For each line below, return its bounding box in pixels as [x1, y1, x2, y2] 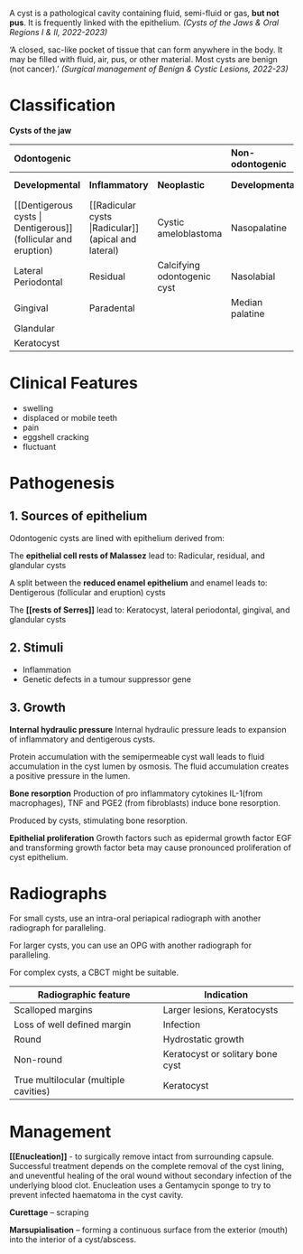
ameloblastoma [157, 227, 223, 239]
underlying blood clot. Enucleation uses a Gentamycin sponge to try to [9, 1180, 271, 1191]
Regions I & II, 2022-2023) [9, 27, 108, 37]
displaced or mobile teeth [22, 412, 117, 423]
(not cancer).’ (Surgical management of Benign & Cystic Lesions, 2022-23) [9, 63, 289, 74]
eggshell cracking [22, 431, 89, 442]
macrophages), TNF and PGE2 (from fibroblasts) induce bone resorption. [9, 797, 281, 808]
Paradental [88, 302, 135, 314]
